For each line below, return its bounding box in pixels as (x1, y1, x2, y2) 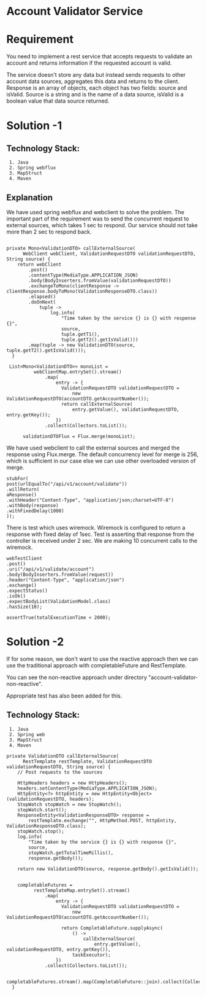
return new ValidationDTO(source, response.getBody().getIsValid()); (17, 866, 199, 872)
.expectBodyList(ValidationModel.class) (6, 598, 112, 604)
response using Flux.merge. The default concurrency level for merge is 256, (6, 450, 199, 458)
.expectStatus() (6, 588, 48, 594)
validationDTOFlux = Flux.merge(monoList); (22, 433, 136, 440)
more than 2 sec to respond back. (6, 228, 92, 235)
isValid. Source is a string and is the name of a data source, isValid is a (6, 91, 184, 98)
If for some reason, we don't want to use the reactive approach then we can (6, 655, 198, 663)
